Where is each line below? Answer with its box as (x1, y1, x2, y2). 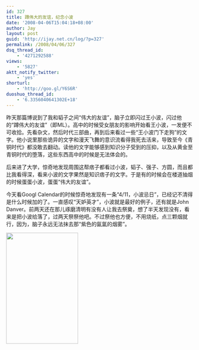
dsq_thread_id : (6, 47, 44, 53)
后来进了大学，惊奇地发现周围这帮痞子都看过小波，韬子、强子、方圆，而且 (6, 163, 188, 171)
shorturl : (6, 81, 31, 86)
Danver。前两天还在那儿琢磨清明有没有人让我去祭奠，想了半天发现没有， (6, 205, 185, 213)
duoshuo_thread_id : (6, 91, 54, 97)
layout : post (6, 31, 38, 37)
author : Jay (6, 25, 36, 31)
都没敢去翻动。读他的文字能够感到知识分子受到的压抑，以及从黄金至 (26, 143, 193, 150)
